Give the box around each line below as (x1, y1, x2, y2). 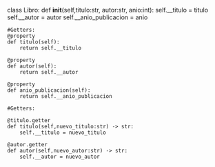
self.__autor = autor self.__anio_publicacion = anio (7, 13, 148, 21)
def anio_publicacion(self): (7, 87, 91, 94)
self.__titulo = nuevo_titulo (19, 129, 107, 136)
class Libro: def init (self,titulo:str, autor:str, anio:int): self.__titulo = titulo (7, 6, 209, 14)
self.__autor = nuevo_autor (19, 153, 100, 160)
